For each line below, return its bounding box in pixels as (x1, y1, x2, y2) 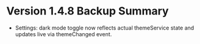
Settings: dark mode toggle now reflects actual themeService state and (15, 24, 195, 31)
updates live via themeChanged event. (15, 30, 112, 37)
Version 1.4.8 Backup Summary (6, 4, 169, 18)
